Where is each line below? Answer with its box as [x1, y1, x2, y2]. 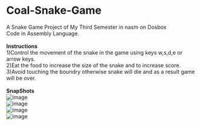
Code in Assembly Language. [6, 29, 80, 37]
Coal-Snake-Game [6, 4, 102, 17]
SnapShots [6, 87, 35, 94]
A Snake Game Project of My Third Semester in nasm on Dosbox [6, 23, 167, 31]
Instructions [6, 43, 38, 50]
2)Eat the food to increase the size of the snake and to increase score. [6, 61, 181, 69]
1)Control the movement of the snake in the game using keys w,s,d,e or [6, 49, 183, 56]
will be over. [6, 74, 36, 82]
